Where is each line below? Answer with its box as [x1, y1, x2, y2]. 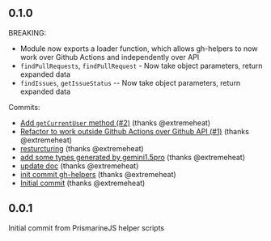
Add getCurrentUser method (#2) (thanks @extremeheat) [19, 117, 211, 128]
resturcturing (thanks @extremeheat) [19, 143, 144, 153]
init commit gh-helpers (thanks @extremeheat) [19, 169, 176, 179]
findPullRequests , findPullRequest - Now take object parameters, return [19, 61, 263, 70]
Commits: [8, 102, 40, 112]
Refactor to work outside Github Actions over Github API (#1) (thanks [19, 126, 249, 136]
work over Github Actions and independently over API [19, 52, 200, 61]
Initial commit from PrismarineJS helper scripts [8, 222, 164, 233]
